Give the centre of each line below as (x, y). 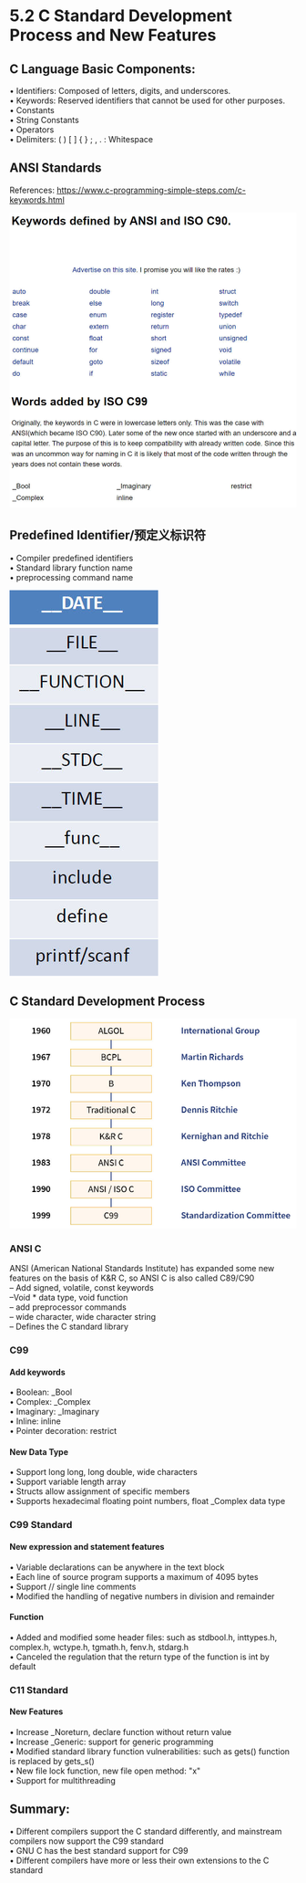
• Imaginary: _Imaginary (55, 1412)
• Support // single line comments (73, 1586)
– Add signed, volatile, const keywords (82, 1288)
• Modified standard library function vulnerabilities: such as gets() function (149, 1751)
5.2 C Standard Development (121, 16)
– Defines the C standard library (69, 1327)
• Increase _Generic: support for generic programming (112, 1742)
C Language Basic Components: (102, 69)
